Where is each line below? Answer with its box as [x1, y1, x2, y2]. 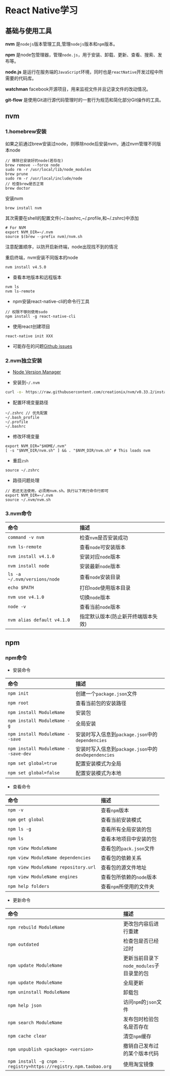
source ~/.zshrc [5, 467, 39, 473]
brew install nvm [5, 205, 42, 211]
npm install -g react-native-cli [5, 314, 76, 319]
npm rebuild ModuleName [8, 924, 65, 930]
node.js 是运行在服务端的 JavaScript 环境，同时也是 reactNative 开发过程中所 [5, 69, 163, 75]
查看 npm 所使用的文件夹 [101, 883, 154, 890]
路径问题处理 [12, 477, 39, 483]
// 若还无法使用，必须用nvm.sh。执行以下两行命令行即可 [5, 488, 109, 493]
